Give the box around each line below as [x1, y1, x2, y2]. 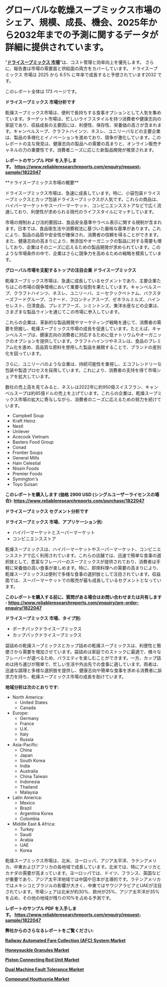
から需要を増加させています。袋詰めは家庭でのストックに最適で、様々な [13, 648, 162, 654]
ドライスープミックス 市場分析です [5, 99, 76, 105]
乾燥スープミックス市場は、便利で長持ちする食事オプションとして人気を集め [5, 109, 162, 115]
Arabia [19, 836, 34, 843]
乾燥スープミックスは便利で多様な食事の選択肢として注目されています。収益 [5, 571, 161, 577]
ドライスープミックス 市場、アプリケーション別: [5, 519, 103, 525]
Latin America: [12, 794, 42, 801]
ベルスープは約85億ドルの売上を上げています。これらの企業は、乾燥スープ [5, 390, 158, 396]
